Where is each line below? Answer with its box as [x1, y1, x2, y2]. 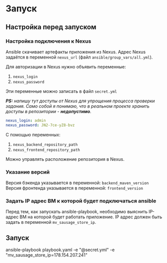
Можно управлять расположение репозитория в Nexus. [5, 156, 125, 162]
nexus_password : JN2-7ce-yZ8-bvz [5, 123, 75, 128]
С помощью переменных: [5, 131, 61, 137]
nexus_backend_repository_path [12, 142, 78, 147]
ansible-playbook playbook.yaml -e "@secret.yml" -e [5, 247, 115, 253]
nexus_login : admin [5, 118, 46, 123]
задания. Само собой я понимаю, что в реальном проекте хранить [5, 103, 150, 109]
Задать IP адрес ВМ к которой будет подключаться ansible [5, 197, 157, 204]
